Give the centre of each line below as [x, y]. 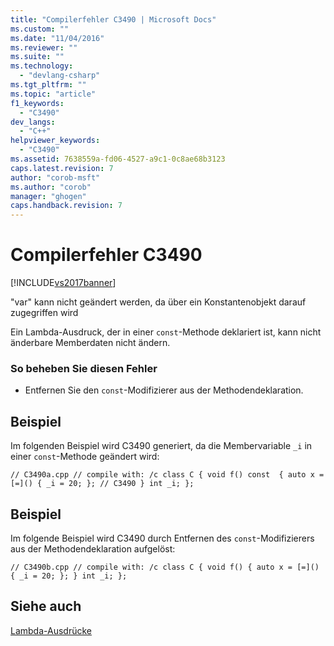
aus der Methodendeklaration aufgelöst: [93, 548]
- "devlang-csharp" [60, 76]
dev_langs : [33, 122]
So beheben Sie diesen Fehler [84, 368]
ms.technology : [42, 66]
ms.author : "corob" [51, 187]
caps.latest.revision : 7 [62, 168]
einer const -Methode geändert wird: [85, 457]
